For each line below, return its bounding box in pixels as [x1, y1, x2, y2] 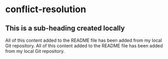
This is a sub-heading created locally [5, 24, 125, 33]
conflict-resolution [5, 4, 86, 15]
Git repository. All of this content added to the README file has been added [5, 43, 163, 49]
